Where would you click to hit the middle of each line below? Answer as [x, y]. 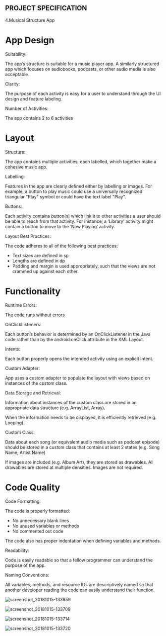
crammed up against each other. [46, 271]
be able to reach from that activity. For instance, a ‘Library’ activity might [79, 221]
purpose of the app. [26, 565]
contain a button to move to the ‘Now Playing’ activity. [60, 226]
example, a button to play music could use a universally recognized [74, 191]
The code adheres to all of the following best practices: [61, 246]
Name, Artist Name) [25, 453]
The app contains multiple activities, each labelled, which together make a [81, 162]
